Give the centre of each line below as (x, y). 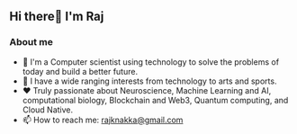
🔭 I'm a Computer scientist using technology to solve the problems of (151, 62)
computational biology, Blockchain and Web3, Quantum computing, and (155, 100)
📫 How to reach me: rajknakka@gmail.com (103, 120)
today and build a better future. (80, 71)
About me (31, 42)
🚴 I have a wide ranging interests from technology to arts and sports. (149, 81)
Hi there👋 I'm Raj (57, 17)
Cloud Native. (48, 110)
